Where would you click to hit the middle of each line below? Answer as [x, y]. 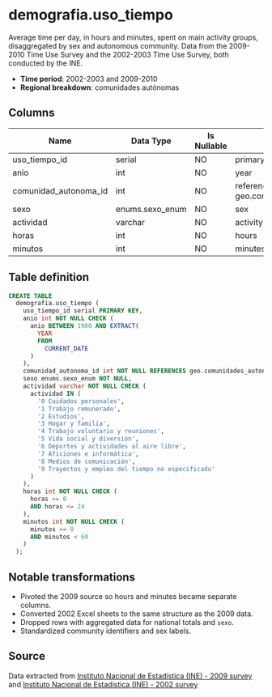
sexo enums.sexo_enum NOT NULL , [77, 379]
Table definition [49, 277]
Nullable [211, 146]
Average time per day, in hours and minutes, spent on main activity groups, [134, 37]
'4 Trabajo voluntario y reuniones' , [101, 431]
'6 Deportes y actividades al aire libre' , [112, 447]
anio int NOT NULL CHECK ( [68, 319]
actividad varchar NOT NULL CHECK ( [85, 386]
